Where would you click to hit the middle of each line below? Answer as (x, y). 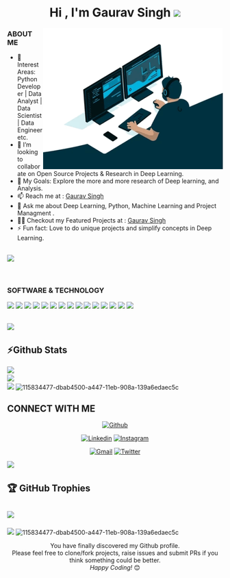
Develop (29, 86)
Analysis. (30, 188)
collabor (29, 166)
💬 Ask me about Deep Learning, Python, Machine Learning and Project (117, 206)
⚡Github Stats (37, 350)
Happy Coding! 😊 (115, 567)
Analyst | (29, 101)
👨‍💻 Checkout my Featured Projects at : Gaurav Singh (91, 221)
